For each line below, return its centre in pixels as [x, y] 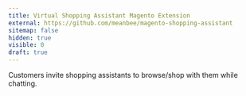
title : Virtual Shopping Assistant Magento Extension [100, 15]
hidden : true [30, 38]
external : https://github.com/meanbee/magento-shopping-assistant [121, 23]
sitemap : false [33, 30]
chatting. [23, 83]
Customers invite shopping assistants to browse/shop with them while [123, 75]
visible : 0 [26, 45]
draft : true [28, 52]
